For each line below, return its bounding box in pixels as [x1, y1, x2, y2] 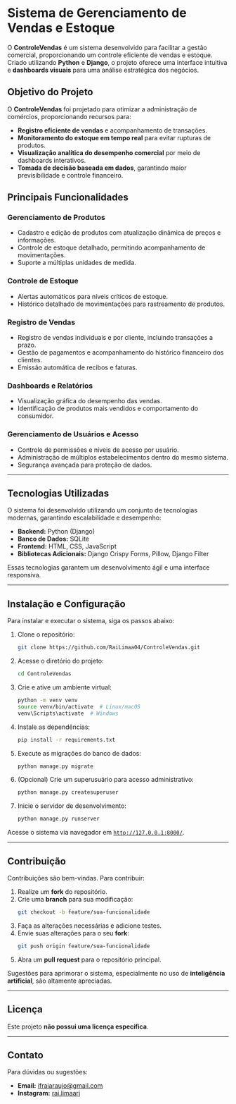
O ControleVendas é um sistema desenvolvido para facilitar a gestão [7, 43, 207, 51]
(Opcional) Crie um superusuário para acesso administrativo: [17, 775, 195, 784]
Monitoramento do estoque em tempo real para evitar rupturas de [17, 133, 211, 142]
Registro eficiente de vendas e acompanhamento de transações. [17, 125, 207, 135]
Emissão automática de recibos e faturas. [17, 363, 138, 372]
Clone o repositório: [17, 630, 75, 639]
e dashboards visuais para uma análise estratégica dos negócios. [7, 66, 199, 74]
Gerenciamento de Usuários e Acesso [7, 429, 139, 439]
